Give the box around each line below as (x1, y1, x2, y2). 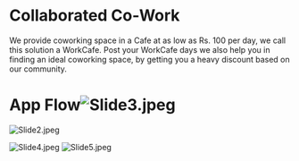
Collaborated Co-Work (9, 5, 180, 26)
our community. (9, 64, 67, 74)
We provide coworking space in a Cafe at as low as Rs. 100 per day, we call (9, 35, 287, 46)
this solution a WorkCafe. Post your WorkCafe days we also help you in (9, 44, 270, 55)
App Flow (9, 95, 81, 115)
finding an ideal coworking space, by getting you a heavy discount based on (9, 54, 290, 64)
